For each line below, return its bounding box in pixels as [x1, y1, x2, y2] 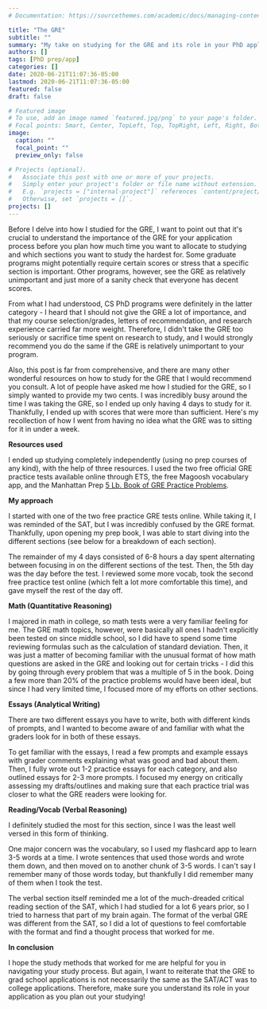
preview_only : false [15, 151, 83, 159]
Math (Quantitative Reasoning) [8, 601, 113, 611]
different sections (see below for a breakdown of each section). [8, 536, 217, 545]
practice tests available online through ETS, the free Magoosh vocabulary [8, 472, 249, 481]
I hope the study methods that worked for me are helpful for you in [8, 957, 226, 967]
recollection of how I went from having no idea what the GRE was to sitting [8, 415, 253, 425]
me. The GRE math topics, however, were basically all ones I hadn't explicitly [8, 625, 259, 635]
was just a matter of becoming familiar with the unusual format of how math [8, 650, 256, 660]
